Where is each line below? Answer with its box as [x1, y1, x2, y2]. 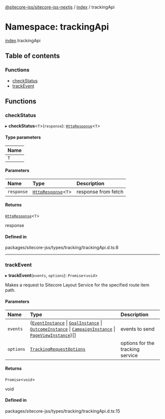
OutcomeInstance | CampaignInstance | [30, 325, 115, 332]
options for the [120, 339, 155, 346]
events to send [120, 325, 155, 332]
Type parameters [5, 134, 41, 140]
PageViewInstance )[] [30, 332, 76, 338]
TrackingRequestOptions [30, 346, 86, 352]
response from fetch [76, 188, 124, 195]
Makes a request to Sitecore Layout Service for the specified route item [5, 282, 150, 288]
